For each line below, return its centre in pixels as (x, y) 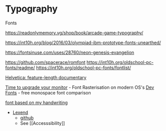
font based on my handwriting (37, 103)
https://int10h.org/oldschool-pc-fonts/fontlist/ (84, 68)
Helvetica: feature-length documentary (46, 77)
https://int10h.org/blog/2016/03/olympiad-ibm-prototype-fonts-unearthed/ (83, 42)
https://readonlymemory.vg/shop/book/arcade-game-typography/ (74, 32)
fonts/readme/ (20, 68)
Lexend (20, 112)
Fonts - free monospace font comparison (48, 92)
